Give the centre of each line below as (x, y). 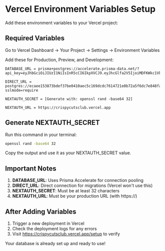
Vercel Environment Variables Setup (80, 9)
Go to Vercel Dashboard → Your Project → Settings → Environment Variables (82, 50)
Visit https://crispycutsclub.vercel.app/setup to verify (66, 234)
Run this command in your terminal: (41, 135)
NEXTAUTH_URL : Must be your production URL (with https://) (75, 196)
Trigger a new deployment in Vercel (48, 223)
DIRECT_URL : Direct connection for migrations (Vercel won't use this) (82, 185)
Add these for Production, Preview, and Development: (59, 60)
